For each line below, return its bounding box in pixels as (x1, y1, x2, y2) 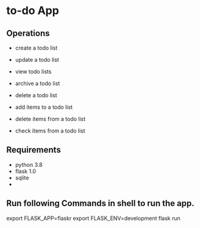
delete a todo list (15, 92, 57, 98)
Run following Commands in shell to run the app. (6, 198, 195, 208)
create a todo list (15, 44, 58, 51)
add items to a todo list (15, 103, 73, 111)
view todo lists (15, 68, 52, 75)
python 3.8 (15, 161, 43, 168)
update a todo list (15, 56, 59, 63)
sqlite (15, 174, 29, 181)
